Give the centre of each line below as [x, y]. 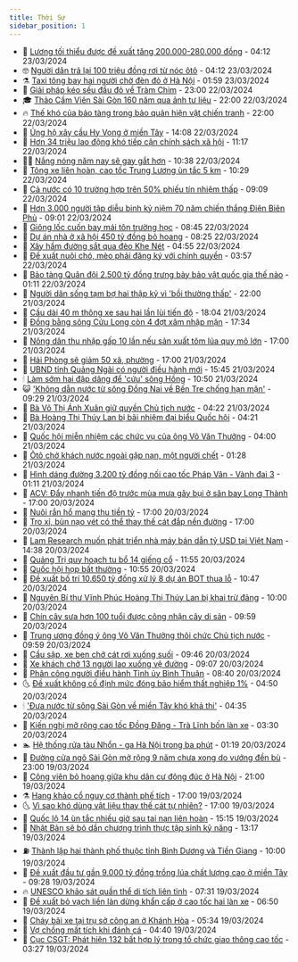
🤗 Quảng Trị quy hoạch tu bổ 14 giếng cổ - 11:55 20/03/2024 [133, 560]
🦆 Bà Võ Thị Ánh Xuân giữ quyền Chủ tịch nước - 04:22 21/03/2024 [146, 408]
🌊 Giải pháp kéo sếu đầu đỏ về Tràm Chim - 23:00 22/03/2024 [137, 89]
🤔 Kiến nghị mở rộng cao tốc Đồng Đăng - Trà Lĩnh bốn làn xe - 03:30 [150, 725]
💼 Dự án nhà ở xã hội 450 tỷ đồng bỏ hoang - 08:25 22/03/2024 [140, 236]
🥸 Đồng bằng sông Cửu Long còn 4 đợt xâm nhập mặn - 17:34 [136, 321]
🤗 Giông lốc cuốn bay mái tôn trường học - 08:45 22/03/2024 [136, 227]
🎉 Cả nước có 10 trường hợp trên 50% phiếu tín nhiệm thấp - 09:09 [145, 189]
